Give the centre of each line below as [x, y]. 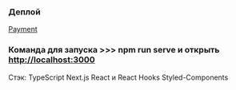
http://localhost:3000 [52, 60]
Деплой [25, 12]
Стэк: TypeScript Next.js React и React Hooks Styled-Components [118, 77]
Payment [23, 29]
